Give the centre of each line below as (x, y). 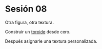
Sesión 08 (26, 9)
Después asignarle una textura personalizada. (51, 41)
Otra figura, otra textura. (30, 22)
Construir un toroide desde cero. (38, 32)
